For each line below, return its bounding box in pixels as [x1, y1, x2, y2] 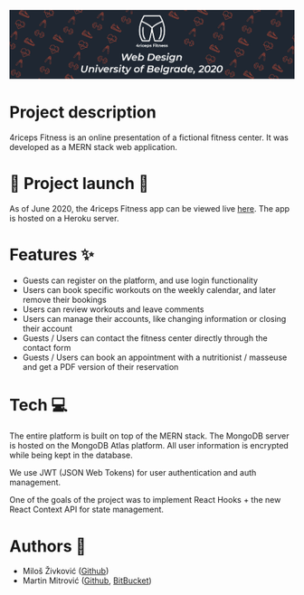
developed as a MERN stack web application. [9, 141, 178, 152]
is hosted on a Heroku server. [9, 212, 119, 223]
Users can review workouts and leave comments [22, 304, 204, 315]
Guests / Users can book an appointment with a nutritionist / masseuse [22, 352, 288, 363]
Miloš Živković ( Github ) [22, 566, 109, 577]
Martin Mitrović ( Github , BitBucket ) [22, 575, 152, 586]
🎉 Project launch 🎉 [9, 173, 149, 194]
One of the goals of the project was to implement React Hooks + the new [9, 495, 281, 505]
